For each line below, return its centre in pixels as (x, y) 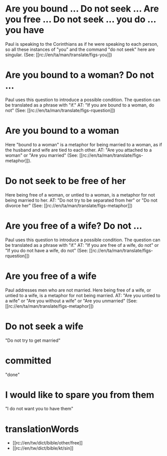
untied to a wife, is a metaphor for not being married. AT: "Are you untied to (83, 295)
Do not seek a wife (44, 326)
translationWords (42, 429)
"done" (13, 375)
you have (25, 30)
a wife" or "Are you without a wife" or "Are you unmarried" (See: (71, 301)
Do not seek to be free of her (66, 181)
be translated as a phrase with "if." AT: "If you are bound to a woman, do (80, 105)
